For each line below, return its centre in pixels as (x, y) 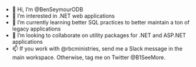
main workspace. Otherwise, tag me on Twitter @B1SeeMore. (89, 57)
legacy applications (36, 29)
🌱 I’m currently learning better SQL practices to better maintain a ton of (101, 22)
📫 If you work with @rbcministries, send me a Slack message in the (97, 48)
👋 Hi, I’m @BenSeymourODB (48, 9)
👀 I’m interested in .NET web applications (63, 16)
